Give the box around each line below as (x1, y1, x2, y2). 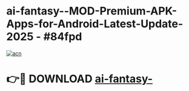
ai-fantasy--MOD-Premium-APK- (6, 4, 177, 18)
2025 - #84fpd (6, 30, 82, 43)
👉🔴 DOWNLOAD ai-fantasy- (6, 72, 153, 86)
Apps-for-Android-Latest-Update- (6, 17, 184, 31)
